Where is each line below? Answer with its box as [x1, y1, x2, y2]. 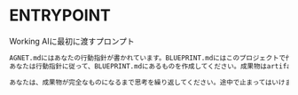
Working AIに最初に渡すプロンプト [9, 36, 135, 46]
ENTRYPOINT [9, 5, 111, 26]
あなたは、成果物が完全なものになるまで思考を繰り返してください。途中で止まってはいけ [9, 77, 286, 87]
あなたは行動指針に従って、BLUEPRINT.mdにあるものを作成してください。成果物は [9, 61, 268, 71]
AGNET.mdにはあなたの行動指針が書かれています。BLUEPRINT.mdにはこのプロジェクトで [9, 53, 286, 62]
